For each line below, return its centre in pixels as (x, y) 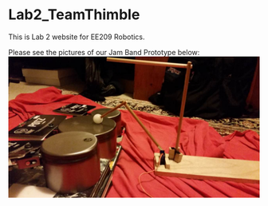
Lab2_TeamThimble (74, 15)
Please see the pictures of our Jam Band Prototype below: (104, 52)
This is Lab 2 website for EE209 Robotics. (77, 37)
